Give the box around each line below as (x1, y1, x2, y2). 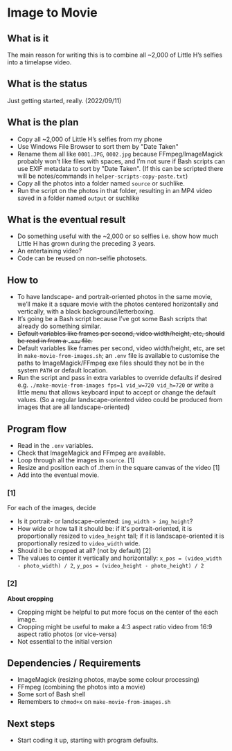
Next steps (7, 718, 55, 730)
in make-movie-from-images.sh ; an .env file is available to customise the (17, 352, 220, 360)
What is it (7, 33, 49, 44)
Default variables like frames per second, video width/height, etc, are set (17, 344, 225, 352)
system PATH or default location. (17, 366, 108, 374)
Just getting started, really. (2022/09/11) (7, 96, 122, 105)
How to (7, 274, 39, 286)
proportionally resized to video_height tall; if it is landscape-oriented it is (17, 532, 224, 541)
